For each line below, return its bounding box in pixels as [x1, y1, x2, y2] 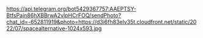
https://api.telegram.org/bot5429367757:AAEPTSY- [6, 6, 136, 12]
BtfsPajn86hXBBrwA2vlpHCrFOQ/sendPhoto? [6, 12, 121, 19]
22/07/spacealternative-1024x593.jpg [6, 25, 102, 32]
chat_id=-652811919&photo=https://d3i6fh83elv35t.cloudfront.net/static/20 [6, 18, 197, 25]
